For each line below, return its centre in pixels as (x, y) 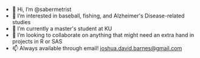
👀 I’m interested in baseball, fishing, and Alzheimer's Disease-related (98, 16)
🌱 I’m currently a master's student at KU (62, 28)
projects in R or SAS (37, 41)
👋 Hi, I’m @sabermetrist (42, 9)
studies (21, 22)
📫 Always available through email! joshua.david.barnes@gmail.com (97, 48)
